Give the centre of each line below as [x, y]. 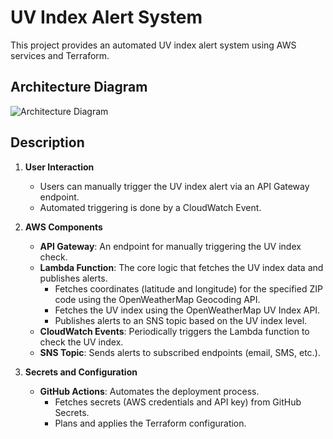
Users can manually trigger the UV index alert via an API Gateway [174, 186]
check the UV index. [81, 342]
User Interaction [59, 167]
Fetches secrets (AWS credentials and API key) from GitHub [178, 402]
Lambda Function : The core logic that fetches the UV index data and [181, 267]
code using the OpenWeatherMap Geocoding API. [157, 299]
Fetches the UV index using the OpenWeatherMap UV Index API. [187, 310]
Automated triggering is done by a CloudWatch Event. [150, 207]
